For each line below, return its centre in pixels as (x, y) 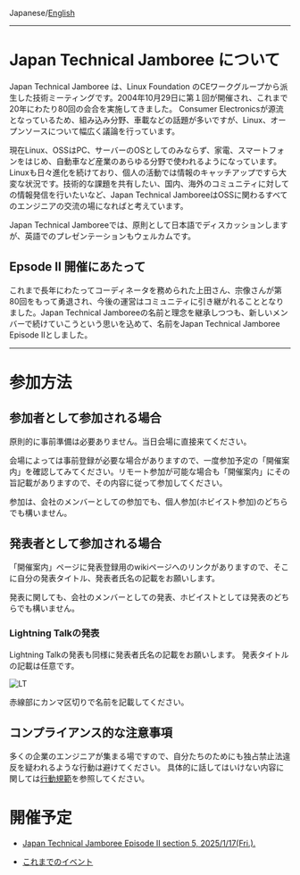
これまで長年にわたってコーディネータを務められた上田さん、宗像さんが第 (146, 290)
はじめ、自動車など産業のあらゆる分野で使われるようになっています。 (153, 161)
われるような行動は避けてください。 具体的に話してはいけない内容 (154, 767)
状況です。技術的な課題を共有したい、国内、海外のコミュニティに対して (157, 183)
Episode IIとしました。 (51, 335)
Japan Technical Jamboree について (145, 60)
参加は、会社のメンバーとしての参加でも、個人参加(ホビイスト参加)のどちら (149, 501)
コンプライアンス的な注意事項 (91, 733)
